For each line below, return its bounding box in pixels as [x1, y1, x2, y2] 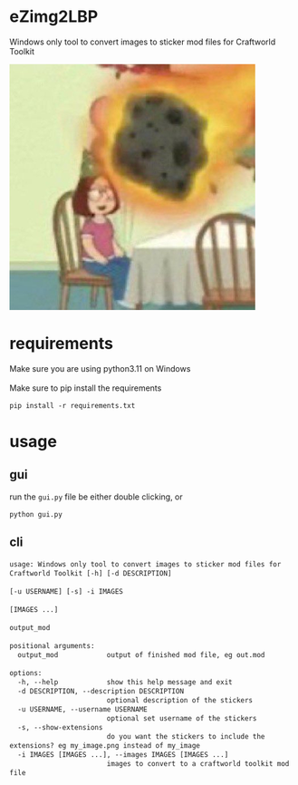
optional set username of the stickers [106, 713, 257, 722]
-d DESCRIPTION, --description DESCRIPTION [17, 686, 184, 695]
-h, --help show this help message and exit [17, 677, 233, 686]
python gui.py [9, 509, 63, 518]
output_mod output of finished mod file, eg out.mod [17, 650, 265, 659]
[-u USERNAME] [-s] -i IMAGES [9, 586, 124, 596]
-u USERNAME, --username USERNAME [17, 704, 148, 713]
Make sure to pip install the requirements [9, 383, 162, 393]
